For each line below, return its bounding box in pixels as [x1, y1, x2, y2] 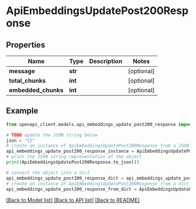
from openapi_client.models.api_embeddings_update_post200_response [6, 121, 176, 127]
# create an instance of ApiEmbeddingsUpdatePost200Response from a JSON [6, 143, 190, 149]
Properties [6, 40, 45, 50]
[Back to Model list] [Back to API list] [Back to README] [6, 197, 140, 204]
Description [89, 57, 123, 65]
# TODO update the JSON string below [6, 132, 98, 138]
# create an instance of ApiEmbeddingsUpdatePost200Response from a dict [6, 180, 190, 187]
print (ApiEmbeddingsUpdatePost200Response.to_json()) [6, 159, 140, 165]
